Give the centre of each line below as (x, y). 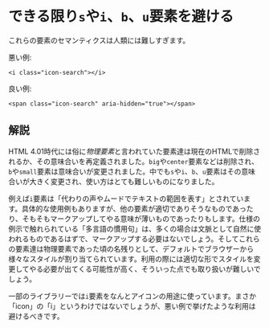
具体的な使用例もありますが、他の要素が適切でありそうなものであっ (134, 208)
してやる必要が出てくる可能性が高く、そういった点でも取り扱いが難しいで (138, 269)
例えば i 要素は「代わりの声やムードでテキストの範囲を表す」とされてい (126, 199)
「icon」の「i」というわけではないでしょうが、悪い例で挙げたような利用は (132, 305)
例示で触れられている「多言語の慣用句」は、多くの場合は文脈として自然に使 (135, 228)
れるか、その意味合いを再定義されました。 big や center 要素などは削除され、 (134, 161)
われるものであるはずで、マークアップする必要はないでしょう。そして (124, 239)
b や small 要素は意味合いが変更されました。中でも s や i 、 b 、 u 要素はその (125, 171)
